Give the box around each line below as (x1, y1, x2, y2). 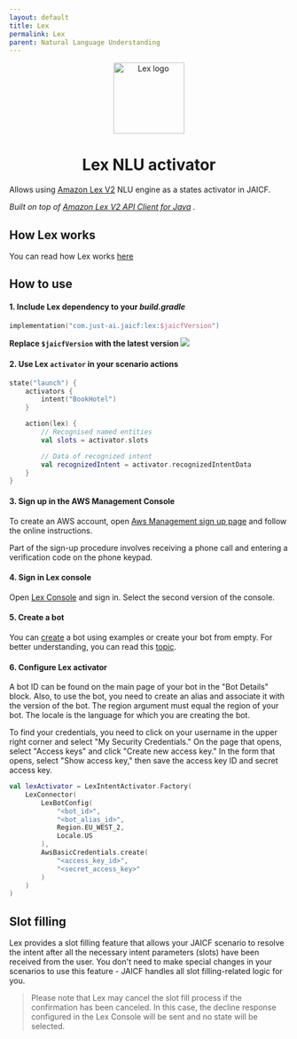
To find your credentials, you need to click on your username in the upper (9, 727, 277, 738)
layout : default (9, 12, 69, 22)
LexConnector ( (25, 790, 77, 799)
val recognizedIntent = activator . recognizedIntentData (41, 460, 252, 469)
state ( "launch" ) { (9, 379, 77, 388)
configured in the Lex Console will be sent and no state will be (30, 1011, 259, 1022)
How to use (9, 276, 73, 292)
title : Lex (9, 21, 50, 30)
